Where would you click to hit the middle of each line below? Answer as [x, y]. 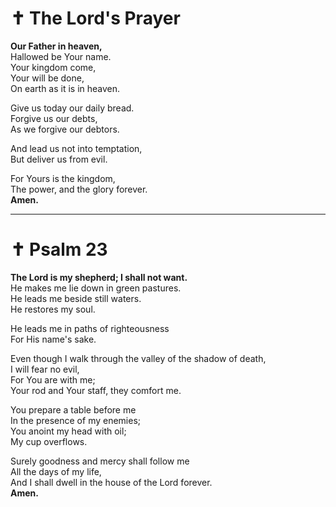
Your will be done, [47, 78]
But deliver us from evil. [59, 159]
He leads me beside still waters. [76, 298]
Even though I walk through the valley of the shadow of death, [138, 358]
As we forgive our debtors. [65, 129]
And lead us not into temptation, [76, 148]
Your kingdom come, [53, 67]
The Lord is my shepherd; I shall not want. [99, 277]
